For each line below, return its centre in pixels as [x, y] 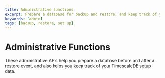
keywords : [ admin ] [24, 19]
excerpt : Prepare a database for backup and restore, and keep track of [81, 14]
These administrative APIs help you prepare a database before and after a [80, 61]
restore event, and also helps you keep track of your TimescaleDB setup [78, 66]
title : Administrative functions [39, 10]
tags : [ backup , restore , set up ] [39, 23]
